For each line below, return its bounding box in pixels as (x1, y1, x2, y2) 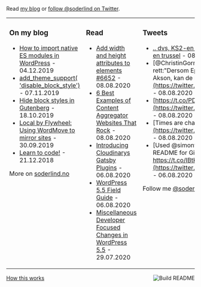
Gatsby (96, 155, 117, 164)
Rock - (96, 126, 116, 134)
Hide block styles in (19, 96, 75, 104)
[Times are (152, 118, 184, 127)
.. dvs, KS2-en (152, 44, 194, 52)
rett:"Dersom (152, 66, 190, 74)
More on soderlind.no (9, 169, 70, 178)
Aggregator (96, 111, 129, 119)
